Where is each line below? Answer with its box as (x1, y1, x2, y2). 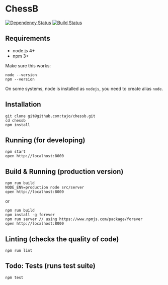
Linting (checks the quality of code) (5, 235, 119, 243)
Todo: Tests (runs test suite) (5, 262, 96, 270)
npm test (5, 275, 24, 280)
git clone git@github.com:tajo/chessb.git (5, 114, 96, 119)
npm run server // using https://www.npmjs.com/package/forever (5, 217, 143, 222)
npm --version (5, 76, 35, 82)
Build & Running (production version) (5, 167, 124, 176)
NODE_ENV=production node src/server (5, 185, 85, 190)
